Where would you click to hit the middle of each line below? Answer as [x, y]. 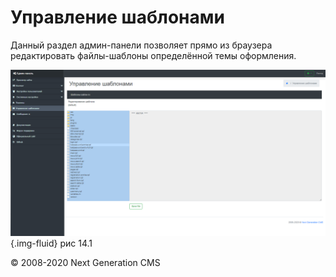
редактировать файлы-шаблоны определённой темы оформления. [153, 55]
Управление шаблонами [117, 17]
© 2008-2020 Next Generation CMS [85, 262]
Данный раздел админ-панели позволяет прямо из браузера [141, 45]
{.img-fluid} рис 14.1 [51, 243]
